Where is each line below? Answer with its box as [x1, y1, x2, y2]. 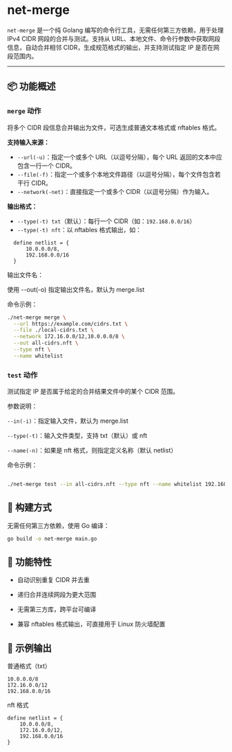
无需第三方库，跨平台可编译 [17, 605, 97, 613]
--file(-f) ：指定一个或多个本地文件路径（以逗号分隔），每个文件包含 [17, 170, 215, 178]
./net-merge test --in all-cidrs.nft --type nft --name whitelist [7, 481, 202, 488]
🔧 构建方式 [7, 502, 52, 514]
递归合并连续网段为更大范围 [17, 591, 97, 599]
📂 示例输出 [7, 642, 52, 654]
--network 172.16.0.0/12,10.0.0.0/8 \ [13, 333, 126, 340]
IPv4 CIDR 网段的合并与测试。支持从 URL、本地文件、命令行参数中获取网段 [7, 34, 221, 43]
